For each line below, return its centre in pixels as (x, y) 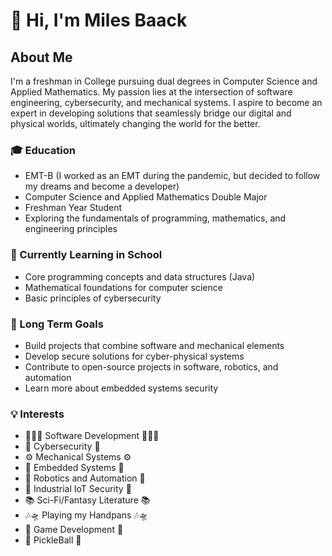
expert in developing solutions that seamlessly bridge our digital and (151, 113)
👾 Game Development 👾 (74, 530)
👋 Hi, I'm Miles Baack (99, 20)
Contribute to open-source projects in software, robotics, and (151, 366)
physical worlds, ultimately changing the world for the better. (135, 123)
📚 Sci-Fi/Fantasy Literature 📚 (87, 500)
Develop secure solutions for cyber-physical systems (134, 356)
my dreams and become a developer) (102, 186)
